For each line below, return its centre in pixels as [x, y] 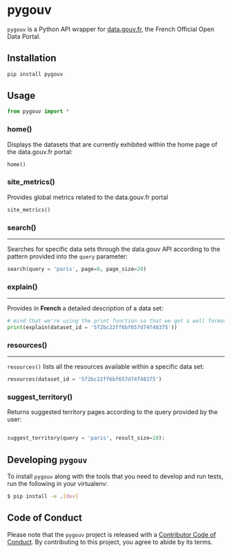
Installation [32, 58]
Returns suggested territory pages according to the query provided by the [113, 412]
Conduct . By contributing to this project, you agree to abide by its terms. [110, 542]
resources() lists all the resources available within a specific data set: [106, 367]
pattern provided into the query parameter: [67, 256]
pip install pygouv [35, 74]
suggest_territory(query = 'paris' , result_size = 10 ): [86, 438]
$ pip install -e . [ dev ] [43, 496]
